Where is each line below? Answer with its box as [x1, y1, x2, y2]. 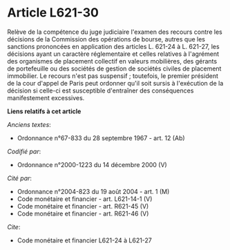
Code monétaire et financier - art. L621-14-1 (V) [17, 195, 153, 203]
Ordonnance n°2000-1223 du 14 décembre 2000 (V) [17, 160, 167, 169]
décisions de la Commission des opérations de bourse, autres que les [7, 35, 206, 43]
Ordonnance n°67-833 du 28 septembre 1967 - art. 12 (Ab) [17, 133, 185, 142]
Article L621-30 [7, 5, 99, 21]
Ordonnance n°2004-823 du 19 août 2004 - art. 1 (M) [17, 187, 170, 195]
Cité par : [7, 174, 32, 182]
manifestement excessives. [7, 93, 85, 102]
